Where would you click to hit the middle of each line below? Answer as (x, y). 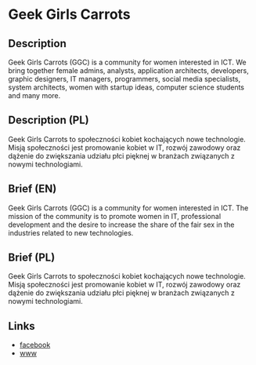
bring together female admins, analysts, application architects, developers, (128, 71)
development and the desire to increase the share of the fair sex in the (121, 224)
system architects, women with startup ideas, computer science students (126, 87)
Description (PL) (49, 120)
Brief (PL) (32, 258)
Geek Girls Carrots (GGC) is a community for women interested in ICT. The (128, 208)
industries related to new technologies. (71, 232)
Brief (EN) (32, 189)
